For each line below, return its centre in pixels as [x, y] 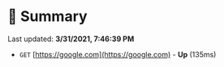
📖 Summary [47, 17]
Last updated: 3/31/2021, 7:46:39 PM [71, 39]
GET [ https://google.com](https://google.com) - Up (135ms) [118, 54]
